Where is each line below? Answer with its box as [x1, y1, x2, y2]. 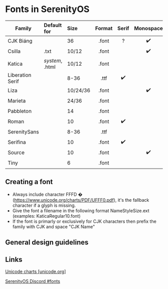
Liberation [7, 71, 31, 78]
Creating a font [5, 178, 53, 186]
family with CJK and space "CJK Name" [12, 223, 95, 229]
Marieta [7, 97, 26, 104]
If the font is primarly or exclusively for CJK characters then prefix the [12, 218, 156, 224]
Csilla [7, 48, 21, 55]
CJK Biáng [7, 38, 32, 45]
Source [7, 149, 25, 156]
